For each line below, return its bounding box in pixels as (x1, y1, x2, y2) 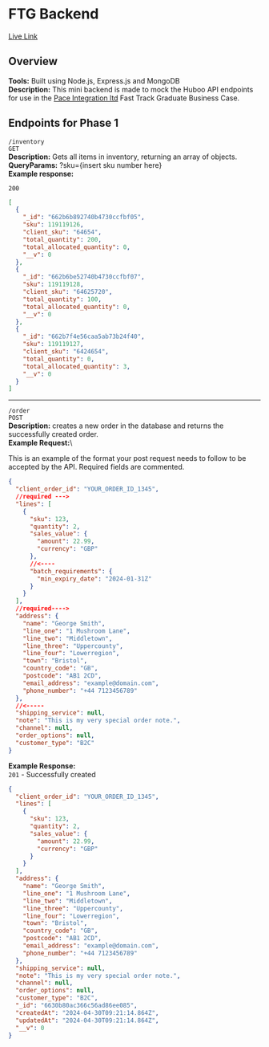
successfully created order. (8, 430, 98, 439)
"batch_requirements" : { (29, 567, 113, 575)
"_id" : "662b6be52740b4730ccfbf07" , (22, 273, 146, 281)
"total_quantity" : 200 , (22, 235, 102, 243)
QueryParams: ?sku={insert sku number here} (8, 160, 163, 169)
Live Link (8, 31, 38, 41)
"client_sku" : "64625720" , (22, 288, 113, 296)
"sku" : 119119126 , (22, 221, 84, 229)
